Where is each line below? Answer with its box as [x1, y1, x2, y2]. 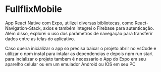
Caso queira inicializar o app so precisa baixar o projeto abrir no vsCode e [5, 45, 157, 51]
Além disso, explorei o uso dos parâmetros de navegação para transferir [5, 30, 153, 36]
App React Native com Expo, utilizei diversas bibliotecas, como [5, 20, 134, 26]
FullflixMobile [5, 3, 62, 15]
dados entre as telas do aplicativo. [5, 36, 75, 42]
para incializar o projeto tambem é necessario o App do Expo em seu [5, 56, 146, 62]
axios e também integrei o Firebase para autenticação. [43, 25, 155, 31]
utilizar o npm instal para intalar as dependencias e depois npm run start [5, 51, 153, 57]
